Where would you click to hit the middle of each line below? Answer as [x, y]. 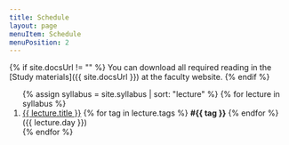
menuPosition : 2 [39, 42]
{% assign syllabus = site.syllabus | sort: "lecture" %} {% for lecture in [151, 94]
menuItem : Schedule [45, 34]
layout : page [33, 26]
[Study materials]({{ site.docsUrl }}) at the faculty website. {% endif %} [140, 77]
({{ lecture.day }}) [54, 123]
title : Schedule [39, 17]
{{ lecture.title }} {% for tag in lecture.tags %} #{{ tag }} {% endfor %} [150, 113]
